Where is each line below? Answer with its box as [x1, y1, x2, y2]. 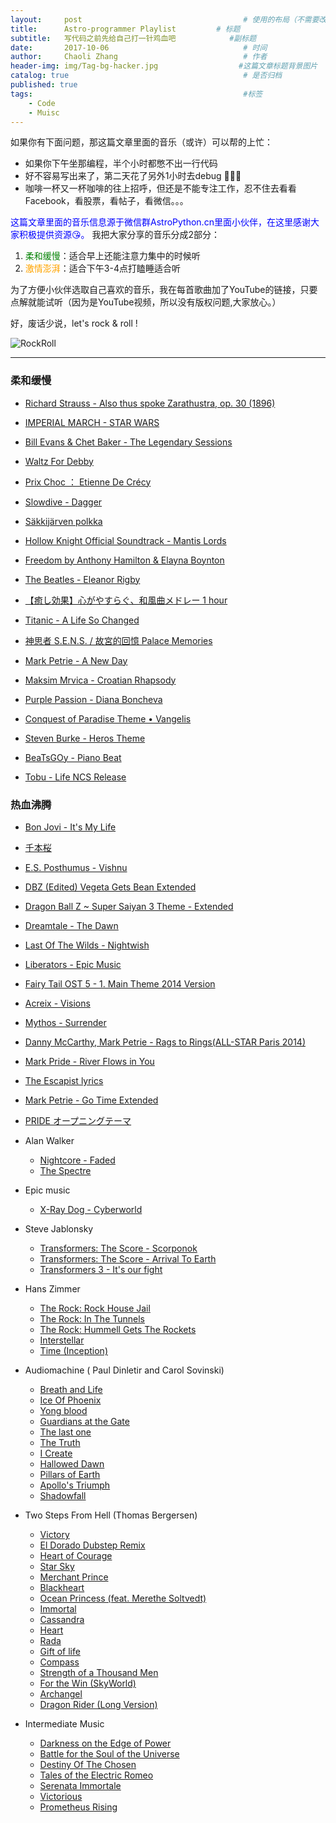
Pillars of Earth [39, 1468, 101, 1480]
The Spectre [39, 1164, 92, 1176]
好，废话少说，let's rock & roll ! [10, 317, 138, 330]
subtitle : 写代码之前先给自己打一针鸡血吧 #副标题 [10, 33, 257, 43]
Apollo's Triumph [39, 1479, 111, 1491]
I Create [39, 1447, 73, 1459]
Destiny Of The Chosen [39, 1758, 137, 1770]
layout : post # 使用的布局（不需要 [10, 14, 320, 25]
